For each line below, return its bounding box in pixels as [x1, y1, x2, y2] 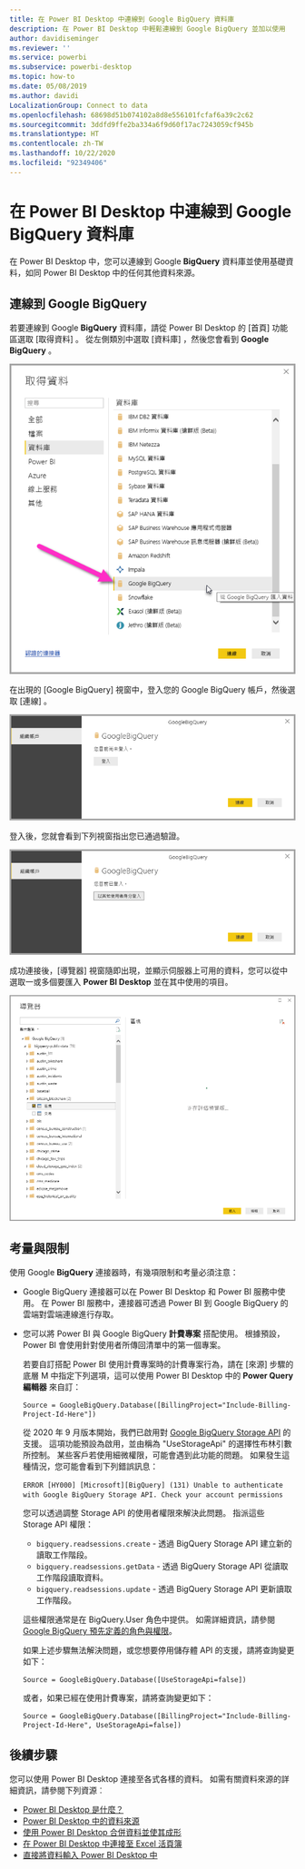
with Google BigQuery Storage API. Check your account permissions [22, 1490, 283, 1500]
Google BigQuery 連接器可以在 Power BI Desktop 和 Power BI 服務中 [22, 1285, 279, 1297]
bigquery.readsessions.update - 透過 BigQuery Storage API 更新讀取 [35, 1583, 292, 1594]
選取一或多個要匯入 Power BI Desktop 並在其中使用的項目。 [9, 977, 233, 988]
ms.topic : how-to [9, 73, 75, 82]
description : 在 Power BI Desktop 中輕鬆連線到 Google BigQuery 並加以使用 [9, 24, 286, 34]
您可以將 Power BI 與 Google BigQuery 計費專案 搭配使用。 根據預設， [22, 1328, 285, 1339]
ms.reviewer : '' [9, 44, 71, 53]
